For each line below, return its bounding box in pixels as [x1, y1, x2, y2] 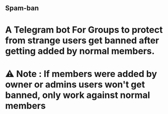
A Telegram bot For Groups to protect [5, 24, 163, 35]
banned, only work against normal [5, 89, 150, 100]
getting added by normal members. [5, 45, 155, 56]
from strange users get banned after [5, 34, 159, 46]
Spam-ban [5, 4, 39, 12]
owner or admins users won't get [5, 78, 145, 90]
